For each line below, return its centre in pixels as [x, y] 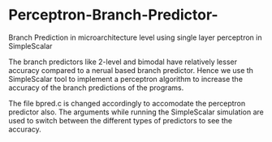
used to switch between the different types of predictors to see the [121, 120]
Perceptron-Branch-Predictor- [113, 15]
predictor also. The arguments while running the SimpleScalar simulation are [136, 112]
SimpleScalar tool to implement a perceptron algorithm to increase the [126, 79]
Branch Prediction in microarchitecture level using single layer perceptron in [135, 37]
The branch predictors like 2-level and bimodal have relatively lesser [123, 62]
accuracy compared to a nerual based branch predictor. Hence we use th [131, 70]
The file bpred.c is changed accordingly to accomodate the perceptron [127, 103]
